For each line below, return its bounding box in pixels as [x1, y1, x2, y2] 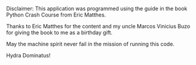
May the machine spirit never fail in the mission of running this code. [6, 41, 175, 47]
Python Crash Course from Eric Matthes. [6, 11, 106, 18]
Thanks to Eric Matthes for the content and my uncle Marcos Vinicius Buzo [6, 23, 191, 30]
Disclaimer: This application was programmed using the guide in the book [6, 5, 188, 12]
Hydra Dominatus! [6, 52, 51, 58]
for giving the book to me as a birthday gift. [6, 29, 113, 36]
